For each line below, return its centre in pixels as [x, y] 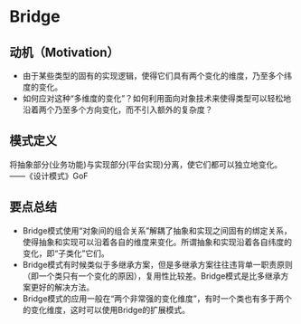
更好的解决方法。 [62, 287]
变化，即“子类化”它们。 [66, 253]
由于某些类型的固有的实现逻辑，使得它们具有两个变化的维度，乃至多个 [153, 76]
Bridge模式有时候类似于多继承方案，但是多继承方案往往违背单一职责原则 [158, 264]
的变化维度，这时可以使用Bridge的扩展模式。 [106, 310]
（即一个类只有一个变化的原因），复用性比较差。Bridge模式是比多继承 [152, 276]
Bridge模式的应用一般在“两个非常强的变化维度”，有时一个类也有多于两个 [157, 298]
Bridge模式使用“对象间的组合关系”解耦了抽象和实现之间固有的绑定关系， [157, 230]
